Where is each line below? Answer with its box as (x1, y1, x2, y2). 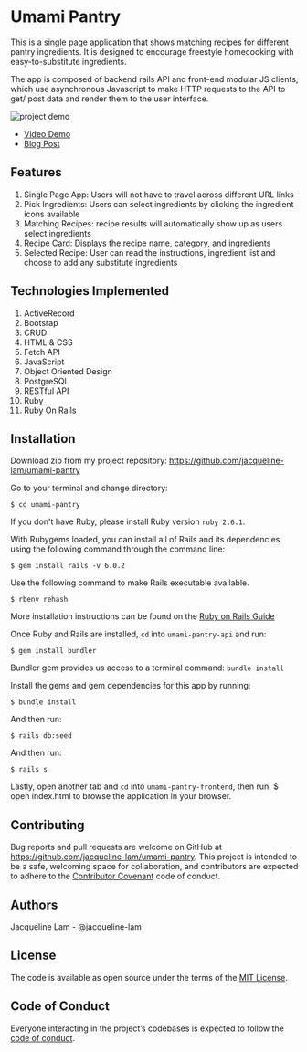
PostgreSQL (23, 375, 69, 386)
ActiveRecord (23, 308, 76, 319)
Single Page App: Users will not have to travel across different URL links (23, 189, 295, 200)
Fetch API (23, 346, 60, 357)
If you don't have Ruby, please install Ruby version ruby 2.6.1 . (10, 516, 246, 527)
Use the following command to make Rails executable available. (10, 577, 249, 588)
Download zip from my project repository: (10, 455, 167, 467)
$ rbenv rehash (10, 595, 69, 605)
